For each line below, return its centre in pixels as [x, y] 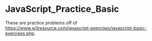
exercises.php [20, 33]
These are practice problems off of [41, 23]
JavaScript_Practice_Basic [62, 9]
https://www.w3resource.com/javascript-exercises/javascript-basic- [76, 28]
